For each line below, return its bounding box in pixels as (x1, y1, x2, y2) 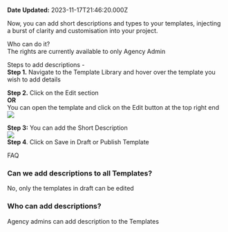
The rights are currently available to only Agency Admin (7, 48, 166, 55)
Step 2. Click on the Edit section (7, 89, 99, 97)
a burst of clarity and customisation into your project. (7, 27, 158, 35)
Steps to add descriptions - (7, 61, 85, 68)
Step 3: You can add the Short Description (7, 124, 128, 132)
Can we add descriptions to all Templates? (7, 168, 153, 178)
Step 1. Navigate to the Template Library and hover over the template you (7, 68, 216, 76)
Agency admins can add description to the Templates (7, 217, 160, 225)
